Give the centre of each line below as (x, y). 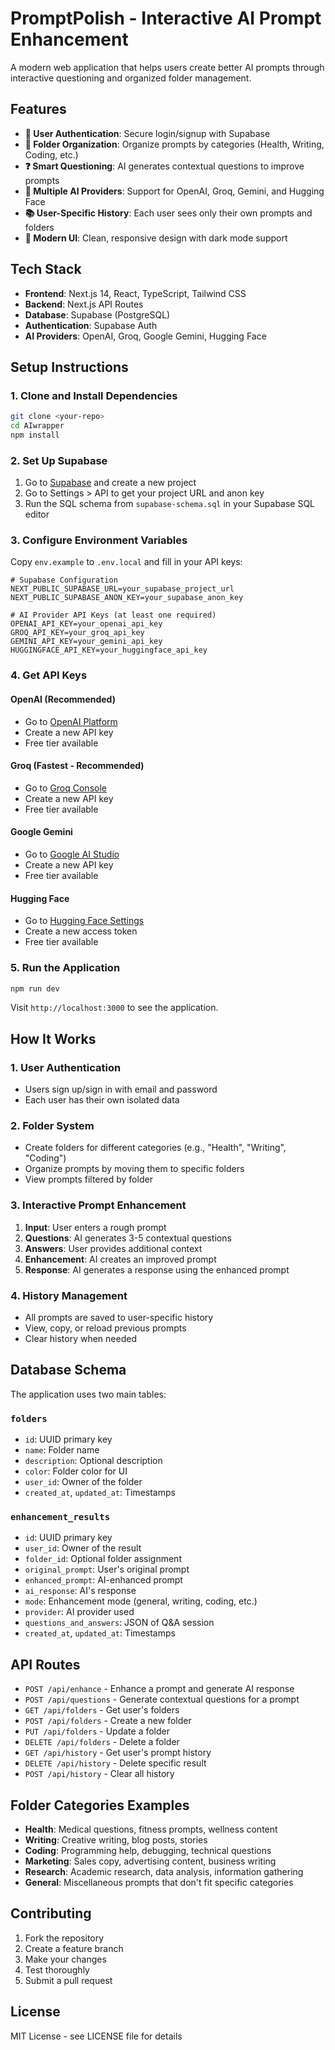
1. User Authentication (66, 1067)
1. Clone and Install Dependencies (94, 395)
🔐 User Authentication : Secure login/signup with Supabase (147, 133)
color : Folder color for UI (76, 1471)
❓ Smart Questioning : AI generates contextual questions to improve (164, 166)
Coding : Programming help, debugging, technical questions (148, 1850)
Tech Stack (46, 269)
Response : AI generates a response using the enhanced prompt (157, 1269)
